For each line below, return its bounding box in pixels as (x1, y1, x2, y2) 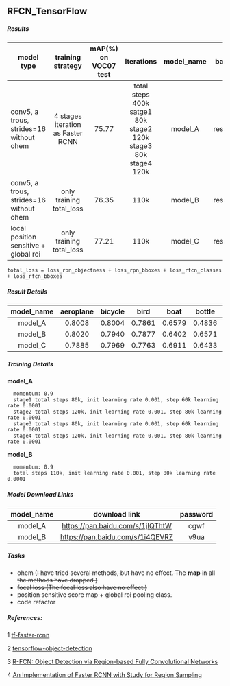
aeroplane (60, 307, 94, 316)
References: (7, 613, 43, 622)
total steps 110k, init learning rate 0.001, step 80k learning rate (13, 470, 216, 477)
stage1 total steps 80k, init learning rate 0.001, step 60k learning (13, 397, 219, 403)
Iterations (125, 57, 157, 67)
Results (7, 24, 29, 33)
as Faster (53, 128, 84, 138)
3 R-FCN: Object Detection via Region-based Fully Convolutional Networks (7, 658, 218, 666)
